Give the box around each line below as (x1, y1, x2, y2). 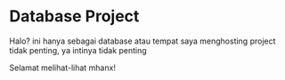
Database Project (9, 6, 140, 27)
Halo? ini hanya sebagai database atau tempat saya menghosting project (9, 36, 276, 46)
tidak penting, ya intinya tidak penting (9, 44, 147, 55)
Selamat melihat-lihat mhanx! (9, 62, 116, 73)
